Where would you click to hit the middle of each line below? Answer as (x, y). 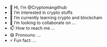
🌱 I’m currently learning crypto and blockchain (56, 18)
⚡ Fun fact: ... (23, 40)
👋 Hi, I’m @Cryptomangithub (38, 7)
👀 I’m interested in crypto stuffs (41, 12)
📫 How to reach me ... (32, 28)
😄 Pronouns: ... (25, 35)
